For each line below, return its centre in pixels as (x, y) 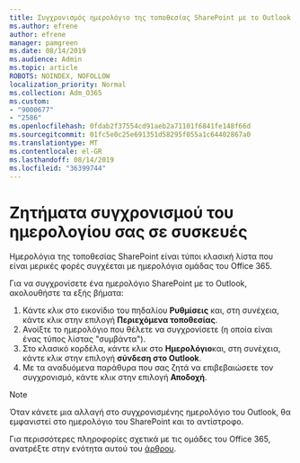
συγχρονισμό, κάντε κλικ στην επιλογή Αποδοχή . (115, 378)
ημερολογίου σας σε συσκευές (128, 231)
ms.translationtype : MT (54, 143)
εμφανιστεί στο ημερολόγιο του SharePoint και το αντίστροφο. (127, 422)
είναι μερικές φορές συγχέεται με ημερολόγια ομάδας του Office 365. (141, 266)
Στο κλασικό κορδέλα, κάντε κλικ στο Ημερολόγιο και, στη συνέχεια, (151, 349)
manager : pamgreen (44, 43)
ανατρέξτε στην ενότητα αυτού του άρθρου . (93, 449)
